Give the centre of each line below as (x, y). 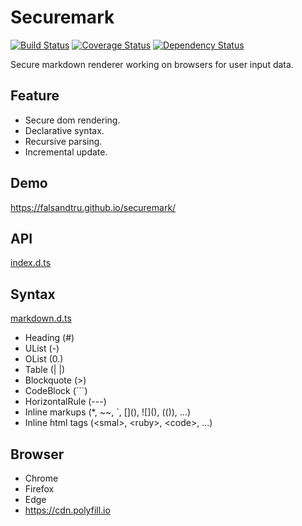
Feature (35, 96)
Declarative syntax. (64, 130)
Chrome (41, 478)
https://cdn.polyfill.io (67, 510)
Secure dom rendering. (72, 120)
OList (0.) (44, 359)
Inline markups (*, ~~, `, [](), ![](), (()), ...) (108, 412)
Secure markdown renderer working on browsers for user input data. (152, 64)
